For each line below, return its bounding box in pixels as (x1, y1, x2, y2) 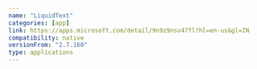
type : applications (8, 48, 74, 56)
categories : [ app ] (8, 19, 70, 27)
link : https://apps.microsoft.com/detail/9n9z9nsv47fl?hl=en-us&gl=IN (8, 26, 250, 34)
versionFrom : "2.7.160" (8, 41, 88, 49)
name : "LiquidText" (8, 11, 74, 20)
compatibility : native (8, 33, 84, 42)
